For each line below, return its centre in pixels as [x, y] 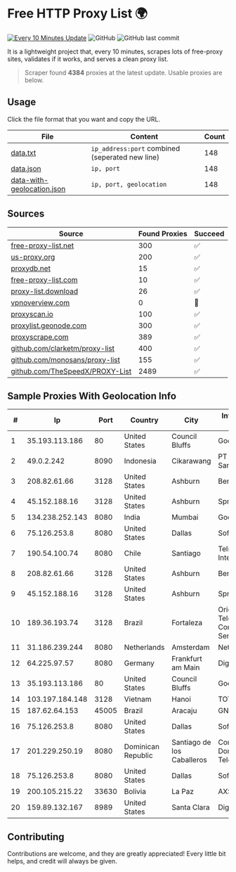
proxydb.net [31, 268]
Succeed [209, 233]
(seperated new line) [125, 157]
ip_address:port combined [136, 148]
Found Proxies [163, 233]
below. [34, 80]
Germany [139, 663]
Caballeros [189, 760]
